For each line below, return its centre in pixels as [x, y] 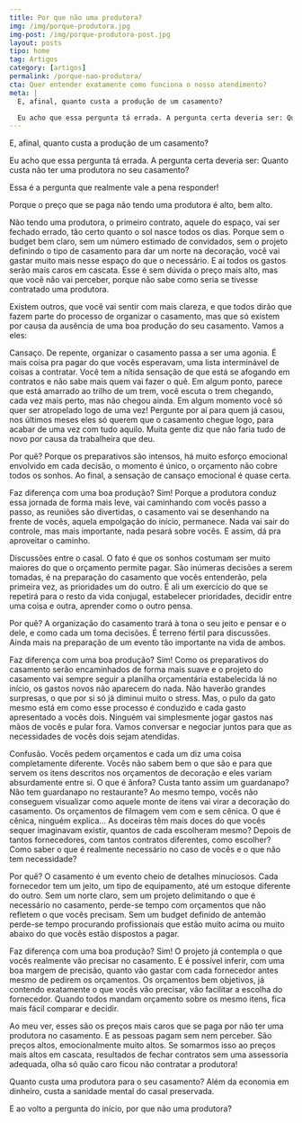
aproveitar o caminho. [50, 541]
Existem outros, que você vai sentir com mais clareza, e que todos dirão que [151, 307]
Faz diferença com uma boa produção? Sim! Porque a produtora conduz [143, 493]
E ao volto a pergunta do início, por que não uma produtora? [120, 1109]
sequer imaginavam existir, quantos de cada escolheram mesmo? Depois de [151, 831]
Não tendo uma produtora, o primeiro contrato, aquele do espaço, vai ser [145, 222]
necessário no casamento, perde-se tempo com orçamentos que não [138, 905]
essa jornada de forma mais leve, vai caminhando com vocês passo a [138, 503]
